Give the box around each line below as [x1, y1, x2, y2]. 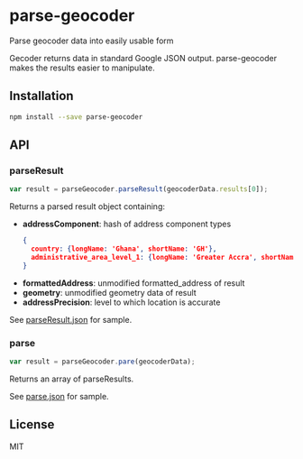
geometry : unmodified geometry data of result [22, 287, 197, 298]
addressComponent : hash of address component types [22, 218, 232, 230]
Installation [9, 88, 74, 104]
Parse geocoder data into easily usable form [9, 35, 174, 46]
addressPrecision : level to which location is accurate [22, 297, 221, 308]
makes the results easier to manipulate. [9, 62, 155, 73]
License [9, 417, 55, 433]
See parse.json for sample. [9, 390, 110, 401]
